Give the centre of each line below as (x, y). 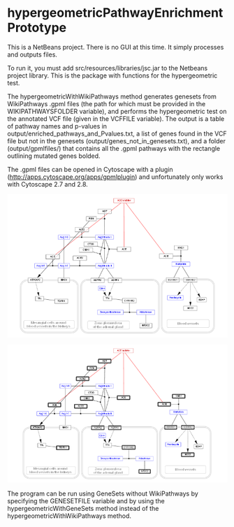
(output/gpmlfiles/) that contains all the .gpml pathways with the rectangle (114, 148)
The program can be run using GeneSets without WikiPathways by (103, 493)
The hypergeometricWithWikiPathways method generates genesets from (112, 96)
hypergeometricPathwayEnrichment (115, 13)
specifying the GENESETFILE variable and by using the (86, 501)
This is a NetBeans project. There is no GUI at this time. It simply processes (116, 47)
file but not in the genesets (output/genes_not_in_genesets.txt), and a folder (116, 140)
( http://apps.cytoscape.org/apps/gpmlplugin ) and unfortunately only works (115, 177)
